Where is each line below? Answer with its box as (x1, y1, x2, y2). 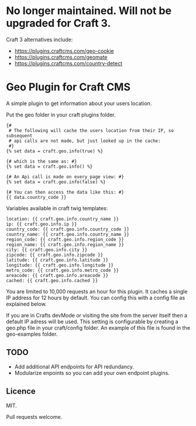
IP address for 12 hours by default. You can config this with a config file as (6, 294, 185, 301)
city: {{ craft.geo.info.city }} (6, 246, 88, 253)
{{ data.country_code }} (6, 194, 67, 200)
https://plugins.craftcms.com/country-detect (14, 60, 123, 67)
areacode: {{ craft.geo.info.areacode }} (6, 272, 109, 278)
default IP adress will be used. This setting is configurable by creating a (6, 318, 178, 325)
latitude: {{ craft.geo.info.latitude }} (6, 257, 109, 263)
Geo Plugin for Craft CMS (6, 80, 130, 94)
